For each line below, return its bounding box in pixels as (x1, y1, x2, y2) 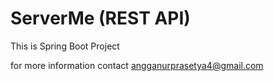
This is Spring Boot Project (10, 40, 120, 52)
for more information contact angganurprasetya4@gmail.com (10, 59, 264, 71)
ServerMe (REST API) (10, 7, 191, 30)
